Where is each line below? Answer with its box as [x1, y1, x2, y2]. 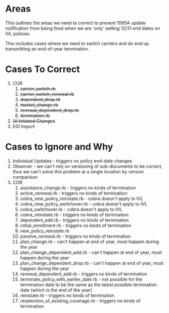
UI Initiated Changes [12, 118, 56, 124]
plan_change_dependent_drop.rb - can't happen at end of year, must [20, 260, 164, 266]
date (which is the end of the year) [20, 287, 93, 293]
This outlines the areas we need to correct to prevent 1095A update [5, 20, 146, 26]
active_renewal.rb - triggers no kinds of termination [20, 190, 128, 196]
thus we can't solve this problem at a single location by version [12, 168, 144, 175]
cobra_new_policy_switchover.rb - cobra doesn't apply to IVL [20, 201, 148, 207]
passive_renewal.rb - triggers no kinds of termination [20, 233, 131, 239]
